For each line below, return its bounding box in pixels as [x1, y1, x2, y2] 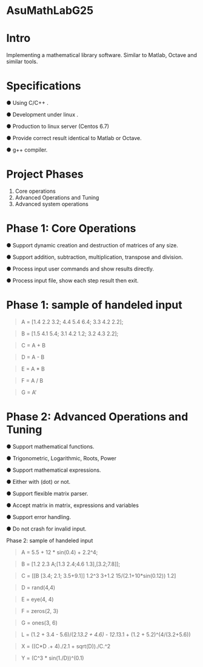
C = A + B [21, 341, 46, 349]
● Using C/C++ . [6, 99, 48, 107]
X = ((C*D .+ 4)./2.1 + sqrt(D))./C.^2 [21, 642, 111, 649]
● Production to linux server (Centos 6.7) [6, 122, 110, 130]
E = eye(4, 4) [21, 595, 54, 603]
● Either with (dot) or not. [6, 478, 71, 485]
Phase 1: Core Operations [6, 222, 136, 235]
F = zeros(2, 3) [21, 607, 59, 614]
